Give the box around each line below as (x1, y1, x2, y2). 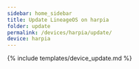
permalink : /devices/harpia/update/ (7, 29, 112, 36)
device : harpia (7, 36, 51, 42)
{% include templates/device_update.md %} (7, 54, 133, 62)
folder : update (7, 23, 51, 29)
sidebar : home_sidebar (7, 10, 72, 17)
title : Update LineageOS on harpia (7, 16, 109, 23)
